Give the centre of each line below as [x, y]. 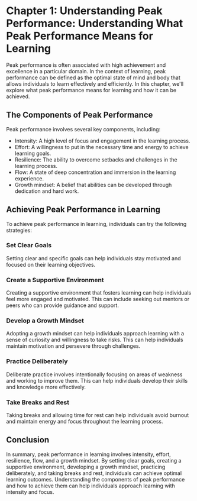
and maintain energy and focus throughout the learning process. [85, 422]
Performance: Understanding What [95, 23]
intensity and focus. [30, 492]
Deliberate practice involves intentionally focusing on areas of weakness [94, 374]
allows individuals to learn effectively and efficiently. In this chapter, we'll [95, 83]
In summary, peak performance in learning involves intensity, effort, [89, 454]
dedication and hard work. [47, 191]
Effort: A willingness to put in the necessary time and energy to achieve [101, 147]
